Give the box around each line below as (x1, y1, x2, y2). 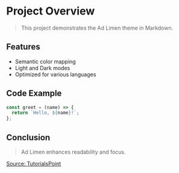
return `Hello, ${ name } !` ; (11, 110, 80, 116)
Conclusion (6, 132, 51, 143)
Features (6, 42, 40, 52)
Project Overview (6, 4, 95, 18)
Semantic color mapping (14, 57, 77, 65)
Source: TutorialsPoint (6, 160, 61, 167)
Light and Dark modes (14, 64, 71, 71)
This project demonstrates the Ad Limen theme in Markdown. (20, 24, 174, 31)
